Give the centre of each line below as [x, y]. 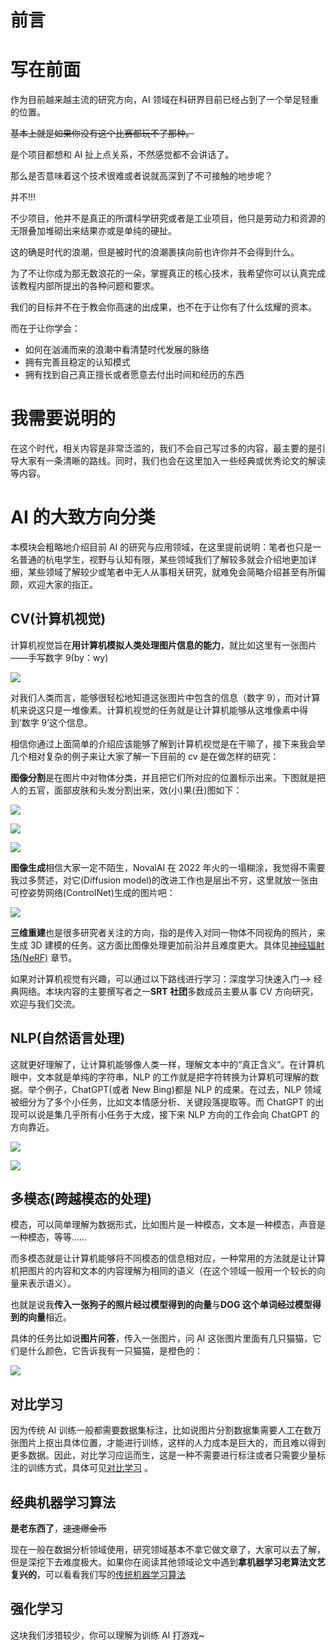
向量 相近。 [49, 1317]
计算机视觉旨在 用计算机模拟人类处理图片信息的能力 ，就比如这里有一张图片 [163, 645]
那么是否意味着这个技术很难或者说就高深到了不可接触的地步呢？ [141, 176]
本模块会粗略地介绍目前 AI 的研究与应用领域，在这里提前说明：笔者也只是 [161, 547]
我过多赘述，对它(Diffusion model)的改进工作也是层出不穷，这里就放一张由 [164, 880]
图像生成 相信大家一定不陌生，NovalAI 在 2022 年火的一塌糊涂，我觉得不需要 [168, 867]
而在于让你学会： [45, 328]
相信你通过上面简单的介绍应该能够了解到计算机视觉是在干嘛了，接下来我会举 [168, 743]
